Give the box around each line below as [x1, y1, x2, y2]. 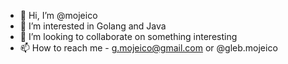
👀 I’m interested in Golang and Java [19, 20, 167, 32]
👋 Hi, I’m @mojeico [19, 10, 98, 21]
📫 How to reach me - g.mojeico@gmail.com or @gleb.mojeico [19, 42, 278, 54]
